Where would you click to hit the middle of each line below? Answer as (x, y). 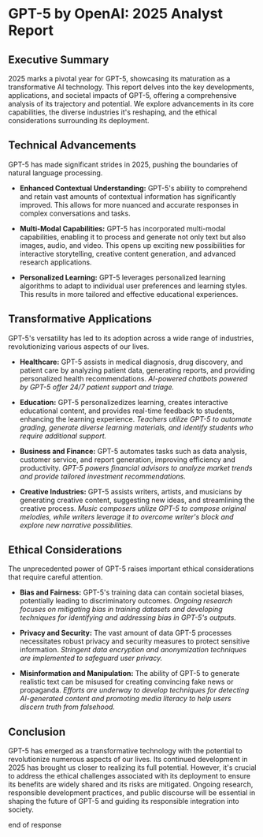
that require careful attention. (56, 577)
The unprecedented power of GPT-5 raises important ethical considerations (131, 569)
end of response (35, 825)
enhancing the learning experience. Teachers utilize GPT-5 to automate (135, 418)
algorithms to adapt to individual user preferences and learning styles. (133, 286)
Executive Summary (59, 60)
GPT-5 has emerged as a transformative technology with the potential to (125, 751)
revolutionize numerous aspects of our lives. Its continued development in (128, 760)
